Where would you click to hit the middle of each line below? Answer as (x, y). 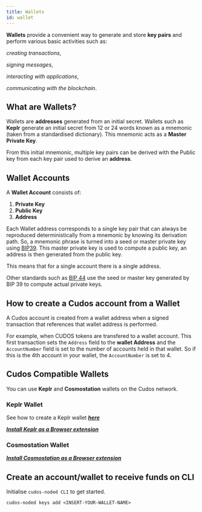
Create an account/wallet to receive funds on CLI (100, 477)
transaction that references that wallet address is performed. (82, 324)
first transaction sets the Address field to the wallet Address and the (91, 342)
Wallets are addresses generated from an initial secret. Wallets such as (95, 122)
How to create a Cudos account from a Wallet (93, 303)
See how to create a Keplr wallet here (53, 418)
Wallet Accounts (38, 178)
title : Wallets (25, 12)
